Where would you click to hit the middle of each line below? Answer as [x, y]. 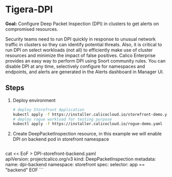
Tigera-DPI [29, 9]
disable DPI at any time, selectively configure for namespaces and [75, 66]
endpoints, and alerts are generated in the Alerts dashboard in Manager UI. [85, 72]
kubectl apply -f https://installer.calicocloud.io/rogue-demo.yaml [88, 124]
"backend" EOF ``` [24, 170]
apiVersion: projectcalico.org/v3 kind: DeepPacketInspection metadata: [81, 159]
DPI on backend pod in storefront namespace [61, 139]
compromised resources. [32, 29]
